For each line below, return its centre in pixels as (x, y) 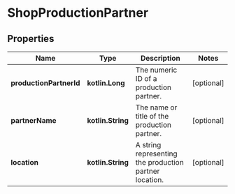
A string (148, 145)
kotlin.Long (106, 83)
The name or (156, 107)
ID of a (146, 79)
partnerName (34, 120)
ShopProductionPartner (78, 13)
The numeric (156, 70)
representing (156, 154)
